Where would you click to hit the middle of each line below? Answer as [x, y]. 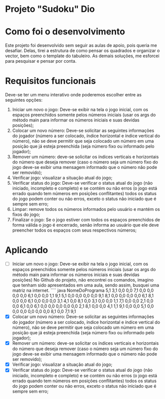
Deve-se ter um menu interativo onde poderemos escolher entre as [73, 95]
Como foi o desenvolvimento [65, 32]
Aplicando [27, 250]
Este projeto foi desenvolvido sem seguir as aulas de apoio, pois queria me [81, 45]
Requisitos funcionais [50, 81]
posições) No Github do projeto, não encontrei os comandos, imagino [83, 280]
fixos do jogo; [26, 215]
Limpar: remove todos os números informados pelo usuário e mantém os [86, 209]
